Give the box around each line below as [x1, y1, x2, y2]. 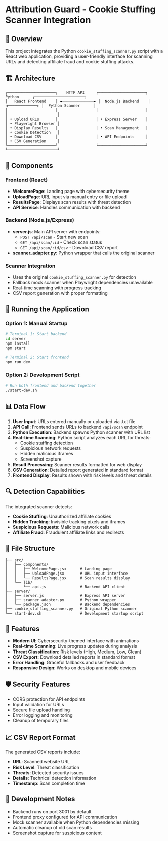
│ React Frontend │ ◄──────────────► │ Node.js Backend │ [5, 99, 151, 104]
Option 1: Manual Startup [5, 320, 68, 327]
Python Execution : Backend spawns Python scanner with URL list [12, 429, 150, 435]
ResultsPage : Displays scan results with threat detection [12, 199, 131, 205]
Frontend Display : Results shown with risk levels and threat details [12, 472, 152, 478]
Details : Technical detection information [12, 775, 97, 781]
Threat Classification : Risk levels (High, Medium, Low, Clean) [12, 648, 142, 655]
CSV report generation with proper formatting [12, 290, 108, 296]
